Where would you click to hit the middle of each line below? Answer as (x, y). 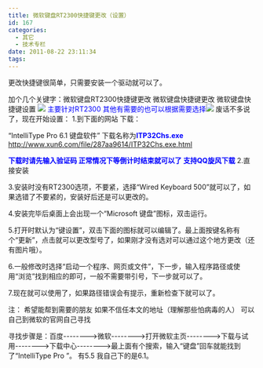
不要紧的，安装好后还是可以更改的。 (94, 196)
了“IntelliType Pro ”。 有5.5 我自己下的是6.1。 (80, 355)
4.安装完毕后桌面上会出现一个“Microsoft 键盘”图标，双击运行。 (110, 213)
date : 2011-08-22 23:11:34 (52, 52)
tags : (17, 60)
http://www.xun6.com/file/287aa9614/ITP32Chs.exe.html (100, 144)
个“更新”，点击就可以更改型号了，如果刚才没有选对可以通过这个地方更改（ (128, 239)
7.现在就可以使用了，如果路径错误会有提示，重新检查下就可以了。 (114, 293)
